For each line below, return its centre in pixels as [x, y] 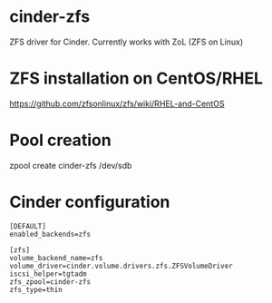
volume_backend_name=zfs [56, 258]
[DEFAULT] [28, 226]
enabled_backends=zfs [50, 234]
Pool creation [60, 140]
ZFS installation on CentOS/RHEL [136, 78]
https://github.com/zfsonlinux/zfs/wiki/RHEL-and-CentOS [117, 103]
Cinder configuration [90, 202]
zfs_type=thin [36, 289]
